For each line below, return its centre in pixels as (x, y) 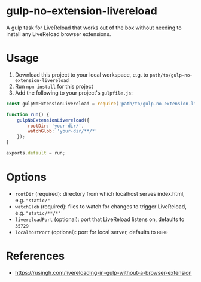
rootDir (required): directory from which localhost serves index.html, (100, 193)
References (35, 256)
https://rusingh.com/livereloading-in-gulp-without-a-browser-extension (103, 272)
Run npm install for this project (54, 86)
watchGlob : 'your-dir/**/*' (63, 131)
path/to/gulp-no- (171, 75)
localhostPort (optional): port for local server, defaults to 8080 (91, 232)
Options (26, 177)
